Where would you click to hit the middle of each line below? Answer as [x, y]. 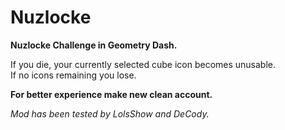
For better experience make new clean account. [111, 94]
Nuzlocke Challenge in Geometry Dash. [94, 45]
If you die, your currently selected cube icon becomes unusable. [143, 64]
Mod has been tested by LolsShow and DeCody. [110, 113]
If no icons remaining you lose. [73, 75]
